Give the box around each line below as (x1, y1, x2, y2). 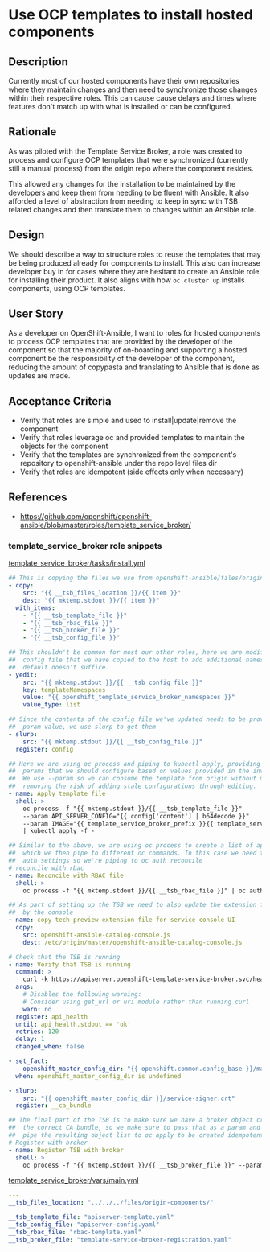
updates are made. (8, 371, 71, 381)
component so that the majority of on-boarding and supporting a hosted (8, 345, 247, 355)
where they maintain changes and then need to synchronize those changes (8, 84, 258, 94)
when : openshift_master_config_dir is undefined (15, 1072, 182, 1080)
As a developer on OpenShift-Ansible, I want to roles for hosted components (8, 328, 261, 338)
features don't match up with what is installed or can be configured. (8, 102, 233, 111)
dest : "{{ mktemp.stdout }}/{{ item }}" (22, 596, 160, 604)
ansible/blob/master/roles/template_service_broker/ (19, 521, 191, 530)
